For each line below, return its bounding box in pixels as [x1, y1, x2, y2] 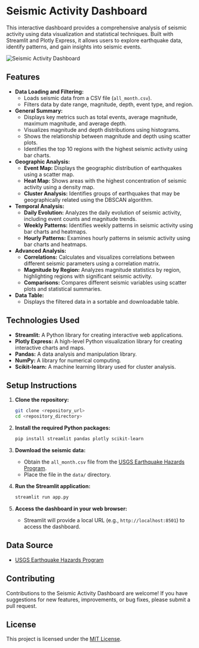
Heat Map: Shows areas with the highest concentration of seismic [23, 177, 187, 184]
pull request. [6, 602, 37, 609]
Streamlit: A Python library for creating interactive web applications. [14, 331, 183, 338]
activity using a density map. [23, 183, 95, 190]
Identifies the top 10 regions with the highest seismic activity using [23, 145, 188, 152]
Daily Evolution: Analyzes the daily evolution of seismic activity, [23, 208, 182, 216]
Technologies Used [6, 316, 79, 326]
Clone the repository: [14, 396, 69, 404]
